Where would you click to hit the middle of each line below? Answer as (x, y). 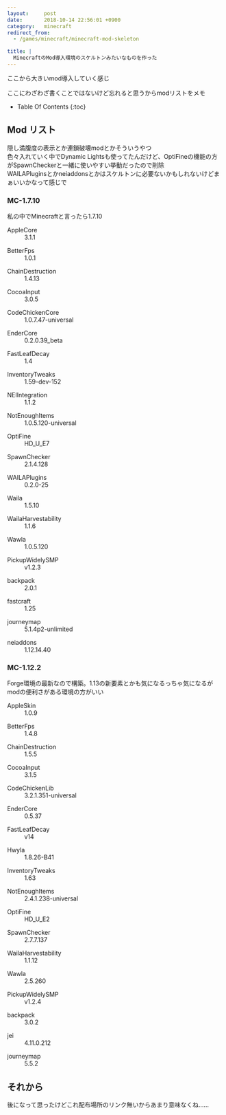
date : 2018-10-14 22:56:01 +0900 (64, 20)
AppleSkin (22, 706)
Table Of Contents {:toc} (51, 107)
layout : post (32, 13)
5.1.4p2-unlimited (49, 629)
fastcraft (19, 601)
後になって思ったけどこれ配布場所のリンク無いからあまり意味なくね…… (108, 1105)
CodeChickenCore (33, 312)
